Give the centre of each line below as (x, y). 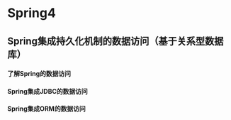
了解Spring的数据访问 (39, 74)
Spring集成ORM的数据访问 (47, 109)
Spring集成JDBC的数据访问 (48, 91)
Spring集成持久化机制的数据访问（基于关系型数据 (115, 41)
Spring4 (32, 13)
